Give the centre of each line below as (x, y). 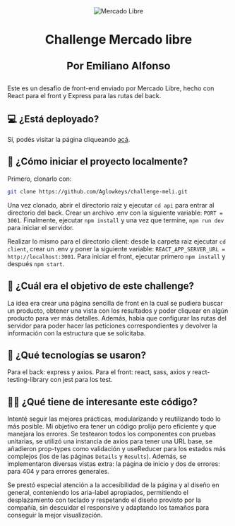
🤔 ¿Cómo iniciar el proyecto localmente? (98, 162)
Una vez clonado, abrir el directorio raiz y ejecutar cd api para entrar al (111, 205)
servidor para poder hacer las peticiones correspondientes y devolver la (112, 325)
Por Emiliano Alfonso (119, 66)
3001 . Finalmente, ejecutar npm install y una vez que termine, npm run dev (116, 220)
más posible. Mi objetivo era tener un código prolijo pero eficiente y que (112, 426)
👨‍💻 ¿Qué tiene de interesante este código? (102, 402)
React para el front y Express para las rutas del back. (84, 96)
